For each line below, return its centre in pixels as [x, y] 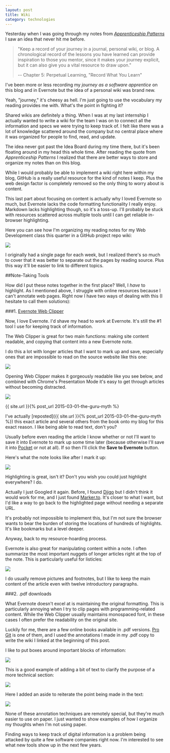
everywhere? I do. [24, 482]
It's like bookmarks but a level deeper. [45, 529]
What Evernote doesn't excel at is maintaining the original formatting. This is [85, 604]
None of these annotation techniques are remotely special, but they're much [85, 714]
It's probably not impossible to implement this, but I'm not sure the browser [83, 518]
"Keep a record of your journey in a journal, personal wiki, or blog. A [89, 49]
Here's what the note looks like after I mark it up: [56, 458]
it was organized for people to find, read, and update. [61, 137]
